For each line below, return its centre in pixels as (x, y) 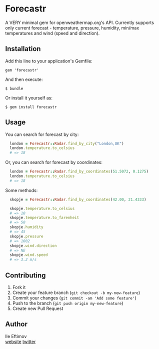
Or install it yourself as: (29, 97)
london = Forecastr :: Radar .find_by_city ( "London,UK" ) (67, 143)
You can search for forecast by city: (42, 134)
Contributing (25, 275)
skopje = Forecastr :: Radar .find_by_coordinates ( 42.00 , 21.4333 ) (78, 199)
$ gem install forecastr (31, 107)
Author (16, 324)
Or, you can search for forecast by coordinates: (54, 162)
